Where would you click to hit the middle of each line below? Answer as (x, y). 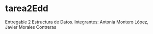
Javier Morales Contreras (31, 27)
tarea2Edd (27, 8)
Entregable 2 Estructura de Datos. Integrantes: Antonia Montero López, (77, 22)
